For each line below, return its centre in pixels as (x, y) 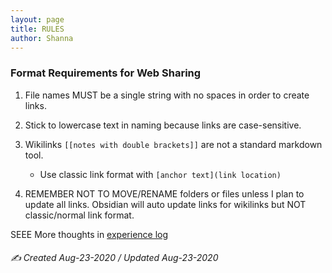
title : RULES (37, 29)
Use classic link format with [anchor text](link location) (160, 174)
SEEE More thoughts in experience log (89, 234)
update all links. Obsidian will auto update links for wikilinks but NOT (165, 204)
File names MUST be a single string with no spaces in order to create (167, 95)
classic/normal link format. (79, 215)
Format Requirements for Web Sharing (106, 73)
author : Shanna (42, 38)
